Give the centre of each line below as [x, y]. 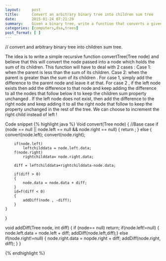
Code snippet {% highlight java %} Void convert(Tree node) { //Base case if [82, 124]
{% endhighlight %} [25, 253]
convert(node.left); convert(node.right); [45, 135]
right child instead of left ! [31, 114]
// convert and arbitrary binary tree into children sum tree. [64, 47]
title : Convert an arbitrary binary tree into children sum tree [79, 14]
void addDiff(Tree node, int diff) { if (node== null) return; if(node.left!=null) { [82, 228]
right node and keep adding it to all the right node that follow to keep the [79, 104]
